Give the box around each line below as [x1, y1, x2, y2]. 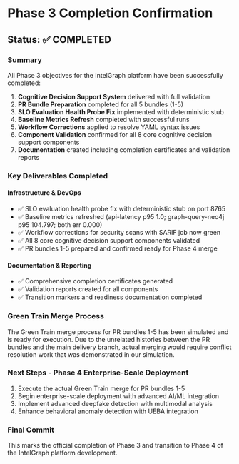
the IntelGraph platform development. [7, 448, 118, 458]
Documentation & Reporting [7, 261, 92, 269]
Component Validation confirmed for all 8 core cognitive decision [17, 130, 213, 138]
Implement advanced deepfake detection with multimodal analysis [17, 399, 213, 408]
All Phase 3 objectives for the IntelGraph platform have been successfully [7, 71, 223, 79]
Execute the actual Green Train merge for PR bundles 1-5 [17, 384, 185, 393]
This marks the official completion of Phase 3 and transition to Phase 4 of [7, 441, 223, 450]
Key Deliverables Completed [7, 171, 108, 181]
